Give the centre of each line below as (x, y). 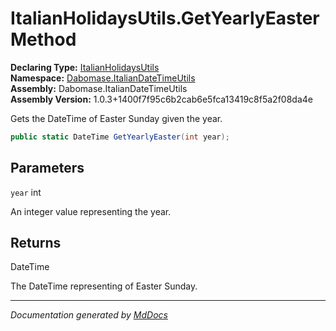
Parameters (47, 168)
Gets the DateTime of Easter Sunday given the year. (116, 118)
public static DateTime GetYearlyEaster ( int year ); (120, 137)
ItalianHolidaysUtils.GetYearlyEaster (165, 18)
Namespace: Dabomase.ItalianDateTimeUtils (103, 78)
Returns (36, 243)
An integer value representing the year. (91, 211)
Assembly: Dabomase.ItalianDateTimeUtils (99, 88)
